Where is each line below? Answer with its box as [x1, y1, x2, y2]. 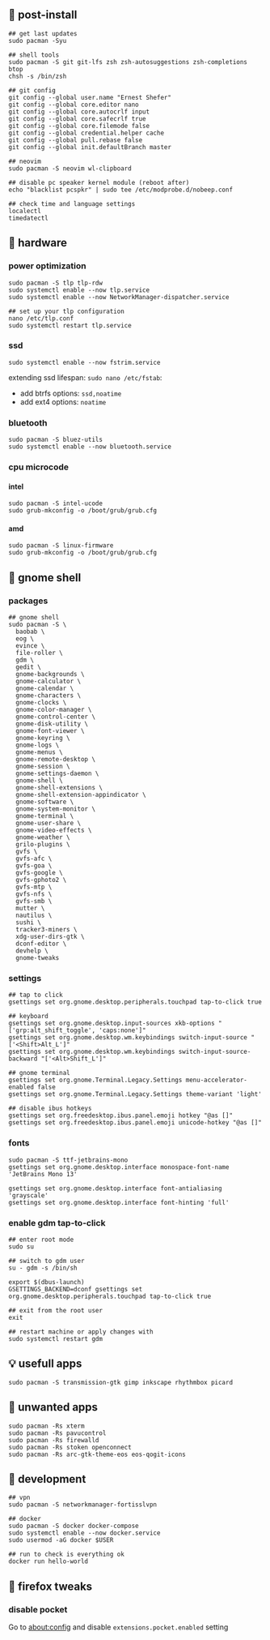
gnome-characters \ [15, 692, 82, 700]
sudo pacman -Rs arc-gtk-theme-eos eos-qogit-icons [8, 1450, 186, 1458]
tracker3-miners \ [15, 926, 78, 934]
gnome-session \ [15, 763, 70, 771]
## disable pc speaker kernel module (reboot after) [8, 178, 190, 186]
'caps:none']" [98, 1026, 147, 1034]
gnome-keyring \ [15, 734, 70, 743]
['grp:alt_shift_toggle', [8, 1026, 95, 1034]
